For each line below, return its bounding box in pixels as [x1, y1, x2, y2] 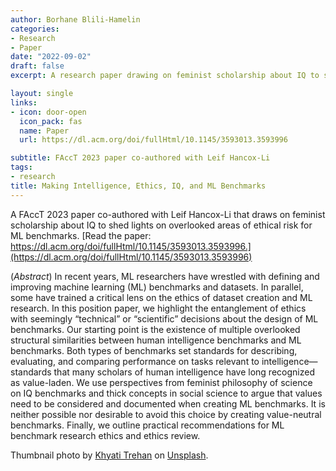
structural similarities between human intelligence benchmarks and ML [10, 334, 302, 346]
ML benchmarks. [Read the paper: [10, 229, 152, 241]
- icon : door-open [10, 107, 87, 117]
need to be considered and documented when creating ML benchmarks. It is [10, 397, 326, 410]
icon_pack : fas [19, 116, 83, 126]
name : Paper [19, 126, 70, 136]
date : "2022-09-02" [10, 52, 92, 62]
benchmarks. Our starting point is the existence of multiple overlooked [10, 323, 301, 335]
